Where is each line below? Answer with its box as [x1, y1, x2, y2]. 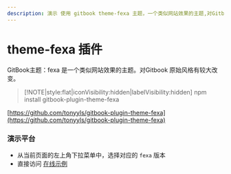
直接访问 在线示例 [16, 159, 67, 168]
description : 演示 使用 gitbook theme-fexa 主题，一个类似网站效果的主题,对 [7, 10, 212, 17]
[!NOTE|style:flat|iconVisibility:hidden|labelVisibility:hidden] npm [23, 88, 207, 96]
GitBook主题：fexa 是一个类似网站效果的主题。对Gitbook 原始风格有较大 [7, 66, 212, 74]
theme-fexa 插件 [7, 42, 103, 57]
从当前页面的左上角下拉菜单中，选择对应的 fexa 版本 [16, 151, 166, 159]
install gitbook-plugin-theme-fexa [23, 95, 120, 103]
